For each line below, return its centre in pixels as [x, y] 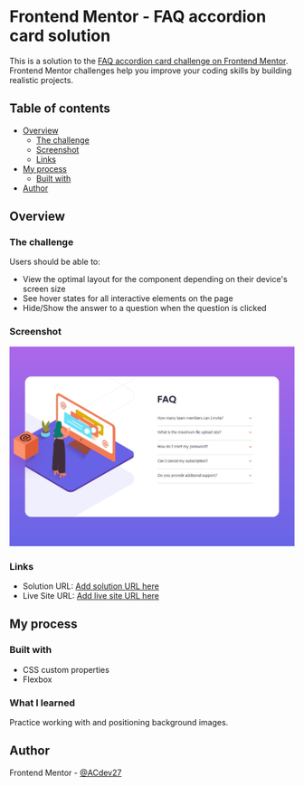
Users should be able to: [55, 262]
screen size [44, 289]
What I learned [42, 703]
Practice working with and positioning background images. [119, 722]
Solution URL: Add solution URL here [91, 586]
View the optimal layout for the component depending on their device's [155, 279]
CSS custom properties [66, 669]
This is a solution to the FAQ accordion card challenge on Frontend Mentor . [149, 61]
